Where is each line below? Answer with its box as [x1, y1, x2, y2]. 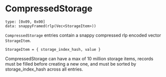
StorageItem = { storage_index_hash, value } [5, 47, 101, 52]
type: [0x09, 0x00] [5, 19, 46, 24]
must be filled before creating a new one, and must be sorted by [5, 61, 136, 67]
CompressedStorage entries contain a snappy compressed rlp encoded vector [5, 32, 161, 38]
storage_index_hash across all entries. [5, 66, 83, 72]
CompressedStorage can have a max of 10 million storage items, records [5, 55, 154, 62]
